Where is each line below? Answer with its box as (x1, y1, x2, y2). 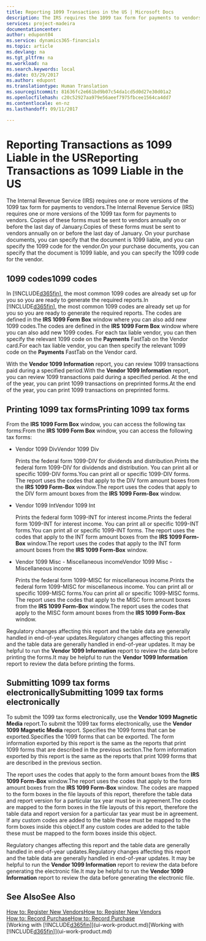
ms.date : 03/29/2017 (6, 72, 59, 78)
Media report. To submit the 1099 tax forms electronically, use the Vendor (6, 720, 192, 727)
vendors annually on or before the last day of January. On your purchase (6, 229, 190, 237)
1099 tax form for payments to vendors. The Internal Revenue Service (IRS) (6, 204, 194, 211)
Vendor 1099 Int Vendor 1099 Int (15, 502, 96, 509)
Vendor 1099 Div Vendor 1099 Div (15, 445, 99, 453)
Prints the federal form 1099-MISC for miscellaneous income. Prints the (15, 577, 194, 584)
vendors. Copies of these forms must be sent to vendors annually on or (6, 217, 187, 224)
